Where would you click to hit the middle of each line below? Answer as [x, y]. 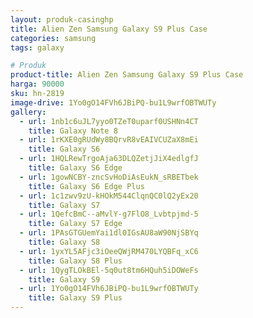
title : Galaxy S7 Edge [75, 224]
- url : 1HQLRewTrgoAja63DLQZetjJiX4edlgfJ [109, 159]
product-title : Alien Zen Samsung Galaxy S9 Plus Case [127, 75]
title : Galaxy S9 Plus [75, 298]
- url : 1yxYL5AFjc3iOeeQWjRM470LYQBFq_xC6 [109, 251]
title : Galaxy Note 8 [73, 131]
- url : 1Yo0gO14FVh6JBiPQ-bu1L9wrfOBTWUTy [109, 289]
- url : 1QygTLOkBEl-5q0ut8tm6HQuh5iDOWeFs [109, 270]
